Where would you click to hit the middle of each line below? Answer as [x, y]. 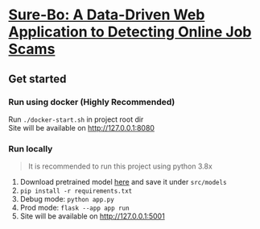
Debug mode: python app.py [67, 199]
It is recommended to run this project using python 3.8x [120, 166]
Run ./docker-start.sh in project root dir [76, 119]
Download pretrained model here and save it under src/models [123, 182]
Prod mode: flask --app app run [75, 208]
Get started [37, 79]
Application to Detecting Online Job [130, 32]
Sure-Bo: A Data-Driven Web [107, 15]
